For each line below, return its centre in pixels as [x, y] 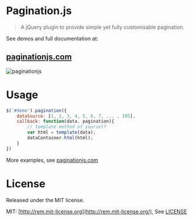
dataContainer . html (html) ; [60, 138]
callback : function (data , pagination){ [66, 122]
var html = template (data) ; [61, 133]
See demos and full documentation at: [52, 38]
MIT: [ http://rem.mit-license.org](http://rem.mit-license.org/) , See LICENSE [96, 211]
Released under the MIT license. [45, 200]
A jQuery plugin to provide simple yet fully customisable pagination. [102, 27]
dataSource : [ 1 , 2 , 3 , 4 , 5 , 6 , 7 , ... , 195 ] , [76, 116]
